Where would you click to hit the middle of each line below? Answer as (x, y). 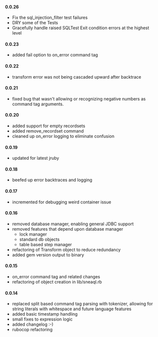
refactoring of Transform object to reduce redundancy (66, 250)
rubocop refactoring (32, 330)
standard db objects (39, 239)
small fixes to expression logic (42, 319)
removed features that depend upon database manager (68, 229)
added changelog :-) (33, 324)
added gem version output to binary (48, 254)
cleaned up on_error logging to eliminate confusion (63, 136)
